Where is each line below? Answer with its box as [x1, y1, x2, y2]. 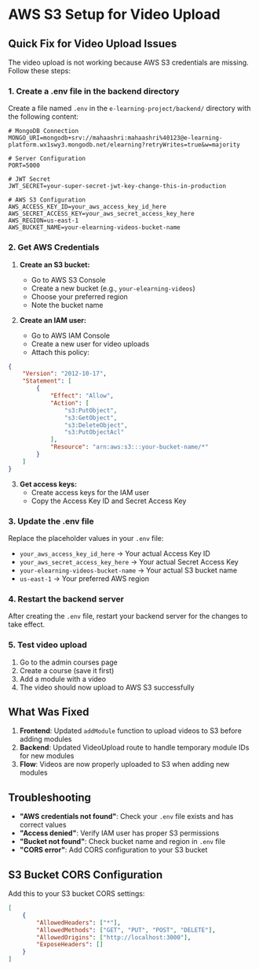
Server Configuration [15, 155, 86, 163]
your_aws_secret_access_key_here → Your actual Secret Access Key [19, 557, 239, 567]
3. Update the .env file [8, 516, 94, 527]
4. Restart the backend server [8, 593, 124, 604]
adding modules [19, 735, 72, 744]
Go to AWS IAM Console [31, 331, 110, 340]
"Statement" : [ [22, 377, 72, 385]
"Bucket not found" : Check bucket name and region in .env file [19, 837, 226, 846]
